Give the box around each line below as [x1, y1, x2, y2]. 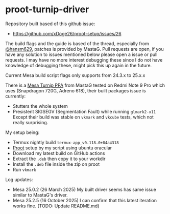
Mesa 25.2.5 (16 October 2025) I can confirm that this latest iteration [12, 197, 157, 203]
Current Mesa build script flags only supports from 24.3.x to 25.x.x [5, 72, 145, 78]
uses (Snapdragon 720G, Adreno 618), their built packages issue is [5, 87, 147, 93]
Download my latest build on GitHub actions [12, 150, 105, 156]
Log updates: [5, 176, 33, 183]
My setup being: [5, 129, 40, 135]
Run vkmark [12, 166, 37, 172]
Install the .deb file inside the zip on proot [12, 161, 100, 167]
